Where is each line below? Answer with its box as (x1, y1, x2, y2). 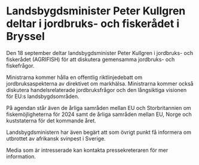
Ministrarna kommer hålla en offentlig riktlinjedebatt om (6, 74, 142, 81)
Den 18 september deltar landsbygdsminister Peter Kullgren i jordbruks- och (6, 49, 193, 56)
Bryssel (6, 30, 45, 43)
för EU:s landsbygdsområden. (6, 93, 79, 100)
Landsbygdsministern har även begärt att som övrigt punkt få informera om (6, 129, 192, 136)
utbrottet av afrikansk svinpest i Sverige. (6, 135, 106, 142)
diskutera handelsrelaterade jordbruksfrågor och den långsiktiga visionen (6, 86, 187, 93)
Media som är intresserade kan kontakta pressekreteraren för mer (6, 146, 169, 154)
